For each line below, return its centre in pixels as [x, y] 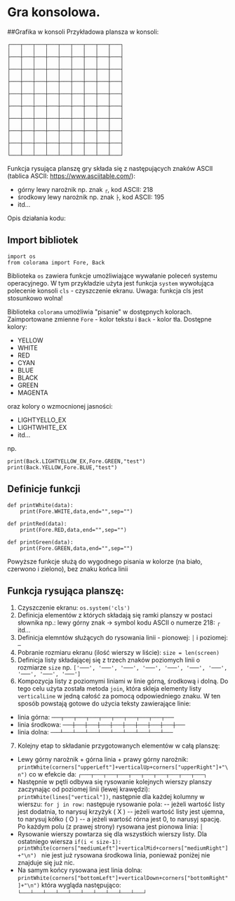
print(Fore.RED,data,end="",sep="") [74, 530]
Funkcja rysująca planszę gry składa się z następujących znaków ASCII [110, 168]
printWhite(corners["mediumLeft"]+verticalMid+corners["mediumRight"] [123, 848]
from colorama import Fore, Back [56, 262]
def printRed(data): [38, 524]
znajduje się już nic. [46, 863]
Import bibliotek [43, 240]
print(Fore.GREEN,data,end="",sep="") [76, 548]
